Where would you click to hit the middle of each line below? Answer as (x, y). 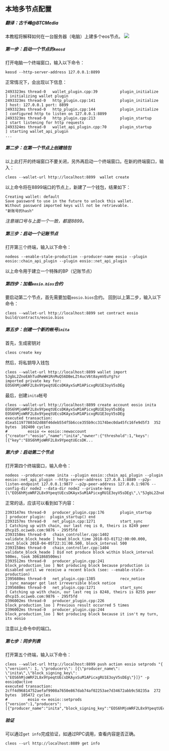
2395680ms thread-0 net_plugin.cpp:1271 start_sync (74, 588)
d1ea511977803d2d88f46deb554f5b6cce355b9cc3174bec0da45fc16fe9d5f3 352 (83, 423)
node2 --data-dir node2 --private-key (71, 489)
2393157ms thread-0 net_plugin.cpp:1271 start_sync (74, 521)
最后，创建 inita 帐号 (26, 396)
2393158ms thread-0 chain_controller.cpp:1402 (57, 535)
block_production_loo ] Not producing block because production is (77, 566)
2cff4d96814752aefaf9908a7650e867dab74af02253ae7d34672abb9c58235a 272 (83, 691)
